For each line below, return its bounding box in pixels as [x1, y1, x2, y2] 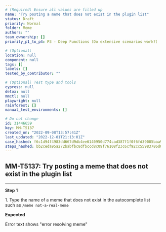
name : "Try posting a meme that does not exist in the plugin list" [5, 12, 149, 17]
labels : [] [5, 66, 28, 71]
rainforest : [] [5, 103, 37, 108]
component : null [5, 57, 39, 62]
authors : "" [5, 30, 30, 35]
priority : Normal [5, 21, 41, 26]
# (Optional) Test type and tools [5, 80, 77, 85]
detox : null [5, 89, 30, 94]
